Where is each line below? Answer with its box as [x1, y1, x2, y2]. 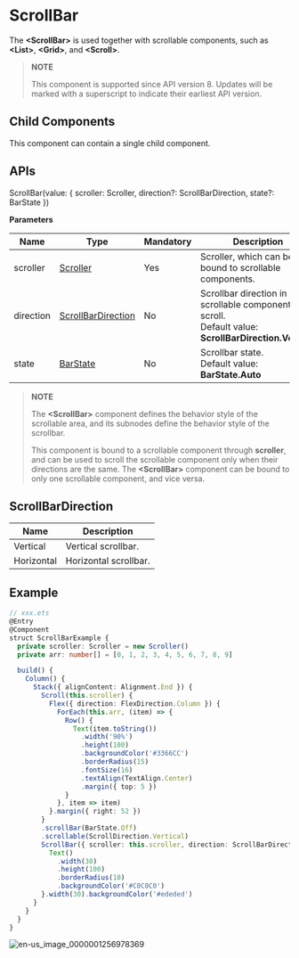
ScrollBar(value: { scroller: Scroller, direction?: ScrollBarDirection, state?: [9, 187, 275, 198]
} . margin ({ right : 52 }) [48, 807, 141, 816]
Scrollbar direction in [199, 287, 287, 299]
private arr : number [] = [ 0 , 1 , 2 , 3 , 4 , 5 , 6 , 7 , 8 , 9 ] [17, 650, 233, 659]
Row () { [65, 716, 93, 725]
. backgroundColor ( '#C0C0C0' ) [56, 881, 166, 891]
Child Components [9, 114, 116, 129]
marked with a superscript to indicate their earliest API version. [30, 88, 263, 99]
